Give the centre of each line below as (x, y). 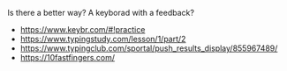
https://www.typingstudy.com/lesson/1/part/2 (103, 39)
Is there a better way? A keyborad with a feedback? (101, 13)
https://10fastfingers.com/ (68, 57)
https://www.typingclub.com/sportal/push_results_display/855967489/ (149, 48)
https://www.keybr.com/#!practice (83, 29)
